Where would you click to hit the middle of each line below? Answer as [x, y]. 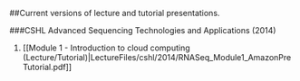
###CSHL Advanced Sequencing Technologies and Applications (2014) [143, 30]
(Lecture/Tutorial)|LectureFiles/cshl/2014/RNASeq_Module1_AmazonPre [157, 57]
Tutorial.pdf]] [47, 67]
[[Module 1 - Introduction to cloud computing [106, 48]
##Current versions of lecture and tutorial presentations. [115, 13]
